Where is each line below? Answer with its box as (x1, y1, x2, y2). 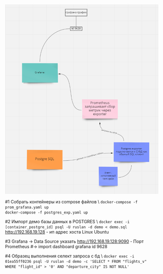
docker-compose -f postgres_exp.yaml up (5, 210, 89, 215)
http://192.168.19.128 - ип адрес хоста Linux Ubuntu (5, 229, 109, 235)
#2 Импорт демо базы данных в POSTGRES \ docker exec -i (5, 219, 130, 225)
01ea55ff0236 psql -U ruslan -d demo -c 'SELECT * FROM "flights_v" (5, 259, 147, 264)
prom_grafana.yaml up (5, 205, 49, 210)
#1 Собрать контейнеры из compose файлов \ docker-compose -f (5, 199, 138, 205)
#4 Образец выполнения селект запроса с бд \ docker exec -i (5, 253, 135, 259)
